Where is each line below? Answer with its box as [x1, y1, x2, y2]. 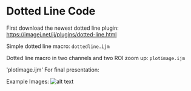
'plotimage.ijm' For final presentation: [6, 66, 99, 73]
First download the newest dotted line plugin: [6, 24, 119, 32]
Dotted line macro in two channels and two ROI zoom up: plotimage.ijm [6, 54, 186, 61]
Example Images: [6, 78, 50, 85]
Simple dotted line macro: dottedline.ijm [6, 42, 110, 50]
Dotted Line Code [6, 4, 96, 18]
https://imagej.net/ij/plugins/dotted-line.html [6, 30, 117, 38]
